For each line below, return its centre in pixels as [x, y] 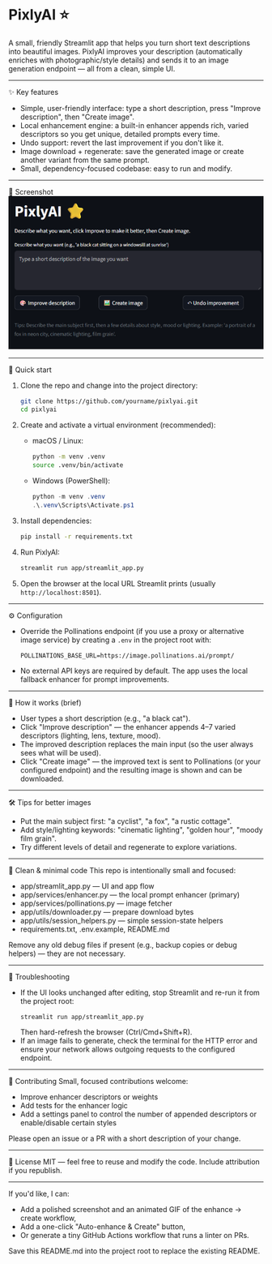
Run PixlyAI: [40, 552]
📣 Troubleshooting [39, 976]
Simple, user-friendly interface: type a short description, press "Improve [140, 108]
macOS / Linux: [57, 441]
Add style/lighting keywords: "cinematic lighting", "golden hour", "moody [141, 829]
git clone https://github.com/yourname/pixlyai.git [109, 401]
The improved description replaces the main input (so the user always [136, 744]
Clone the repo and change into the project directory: [109, 385]
